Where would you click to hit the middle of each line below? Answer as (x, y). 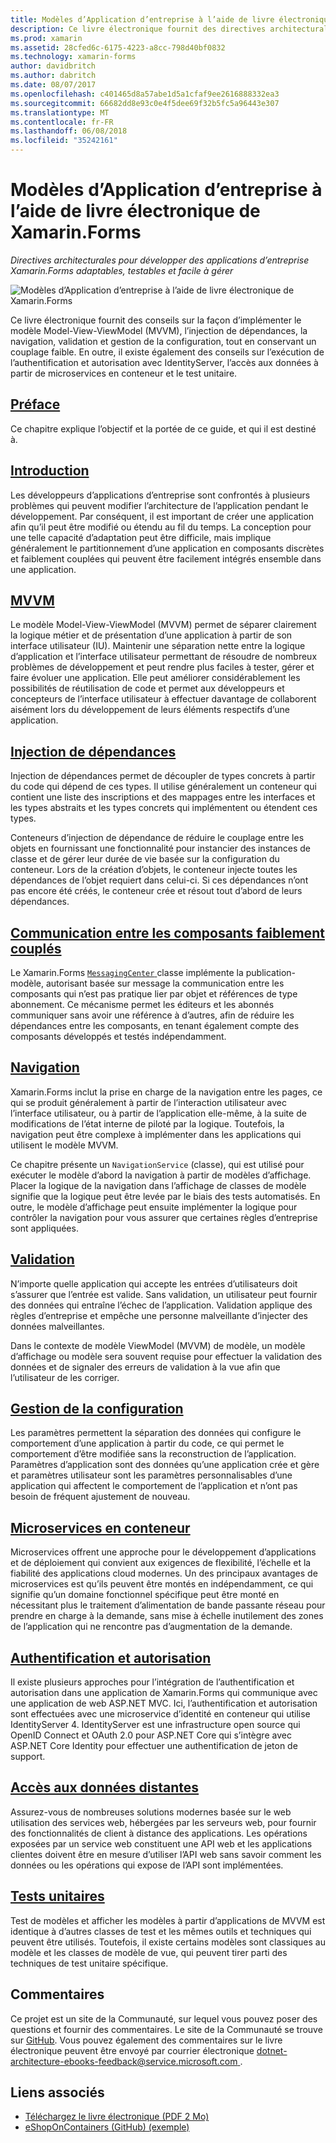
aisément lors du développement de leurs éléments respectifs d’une (150, 710)
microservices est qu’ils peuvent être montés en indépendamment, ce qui (162, 1584)
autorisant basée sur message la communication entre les (165, 983)
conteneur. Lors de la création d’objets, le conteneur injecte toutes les (154, 870)
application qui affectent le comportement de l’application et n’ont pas (154, 1486)
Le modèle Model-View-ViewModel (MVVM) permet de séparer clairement (163, 625)
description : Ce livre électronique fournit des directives (138, 29)
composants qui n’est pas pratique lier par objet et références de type (154, 994)
